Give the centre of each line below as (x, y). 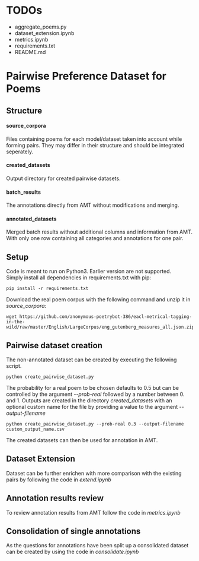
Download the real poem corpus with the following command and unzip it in (98, 300)
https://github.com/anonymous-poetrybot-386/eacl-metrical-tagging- (106, 317)
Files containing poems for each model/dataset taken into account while (94, 139)
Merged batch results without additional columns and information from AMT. (99, 232)
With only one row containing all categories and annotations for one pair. (95, 238)
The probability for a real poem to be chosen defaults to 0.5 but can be (93, 387)
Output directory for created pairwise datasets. (63, 178)
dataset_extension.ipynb (44, 33)
